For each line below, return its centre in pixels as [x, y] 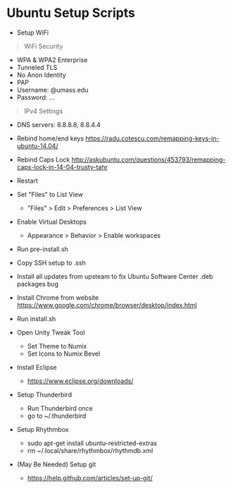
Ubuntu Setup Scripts [71, 13]
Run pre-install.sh [42, 249]
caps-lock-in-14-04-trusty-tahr [62, 167]
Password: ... [36, 97]
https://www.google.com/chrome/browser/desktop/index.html [107, 305]
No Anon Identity [41, 75]
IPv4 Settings [43, 111]
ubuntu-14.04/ [37, 145]
